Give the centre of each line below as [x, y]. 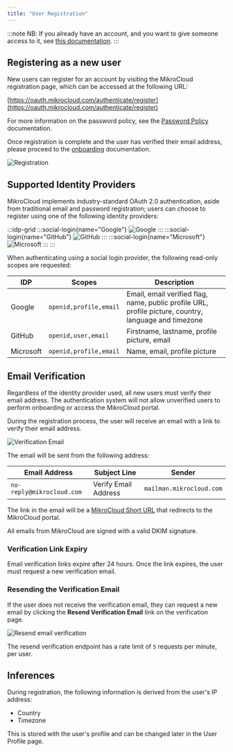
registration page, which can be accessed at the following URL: [98, 87]
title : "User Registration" [48, 14]
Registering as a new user [64, 63]
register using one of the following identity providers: [83, 216]
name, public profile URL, [167, 303]
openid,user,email [79, 336]
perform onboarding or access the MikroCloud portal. [84, 408]
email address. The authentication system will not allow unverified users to [114, 400]
